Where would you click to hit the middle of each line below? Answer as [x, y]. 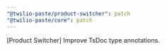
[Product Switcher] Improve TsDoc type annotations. [83, 40]
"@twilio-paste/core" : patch [50, 20]
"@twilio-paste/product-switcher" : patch [69, 14]
